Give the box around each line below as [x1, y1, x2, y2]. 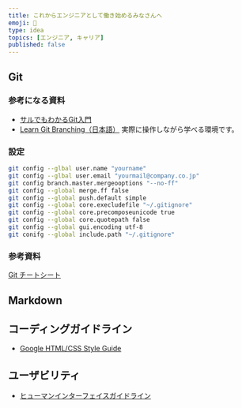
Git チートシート [8, 270, 62, 280]
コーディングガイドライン [8, 322, 133, 335]
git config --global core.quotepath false [8, 216, 150, 224]
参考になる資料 [8, 95, 66, 107]
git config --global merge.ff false [8, 186, 129, 194]
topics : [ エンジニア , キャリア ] [8, 33, 104, 42]
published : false [8, 41, 66, 49]
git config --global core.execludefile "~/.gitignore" [8, 201, 193, 209]
